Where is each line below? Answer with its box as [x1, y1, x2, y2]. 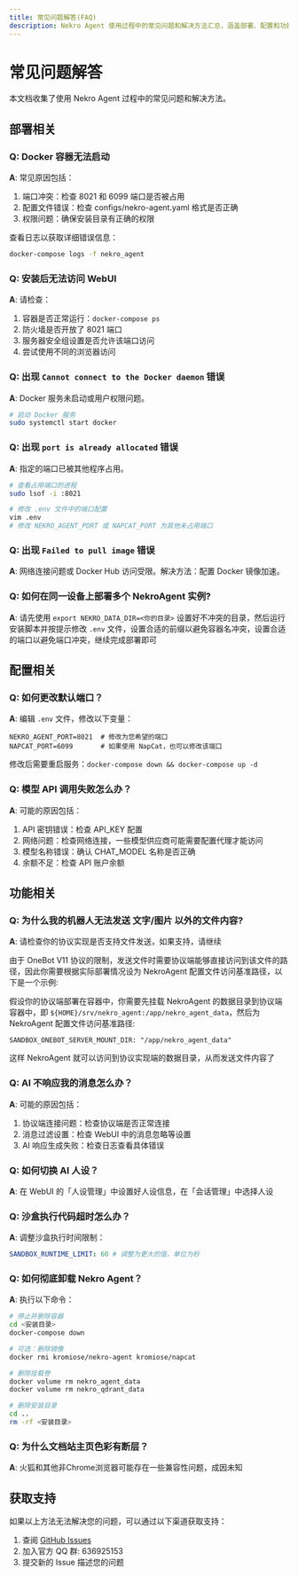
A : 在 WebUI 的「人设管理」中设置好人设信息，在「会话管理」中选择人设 [9, 1186, 274, 1196]
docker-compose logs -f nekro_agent [9, 250, 145, 259]
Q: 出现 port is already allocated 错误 [9, 441, 179, 453]
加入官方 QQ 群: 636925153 [21, 1546, 124, 1556]
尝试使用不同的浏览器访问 [21, 347, 116, 357]
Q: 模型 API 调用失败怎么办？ [9, 783, 132, 796]
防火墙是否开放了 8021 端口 [21, 325, 122, 335]
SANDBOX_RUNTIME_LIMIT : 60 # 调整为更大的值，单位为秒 [9, 1250, 200, 1259]
